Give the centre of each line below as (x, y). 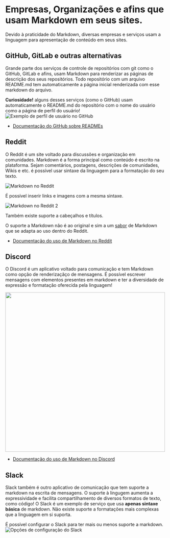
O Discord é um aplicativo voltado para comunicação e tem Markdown (79, 269)
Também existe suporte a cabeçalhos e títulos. (54, 215)
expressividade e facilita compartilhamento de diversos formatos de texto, (83, 498)
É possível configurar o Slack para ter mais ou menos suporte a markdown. (84, 525)
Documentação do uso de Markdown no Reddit (62, 240)
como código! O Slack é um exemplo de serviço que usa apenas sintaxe (82, 504)
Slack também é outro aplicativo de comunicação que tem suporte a (77, 487)
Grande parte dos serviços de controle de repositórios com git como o (79, 68)
